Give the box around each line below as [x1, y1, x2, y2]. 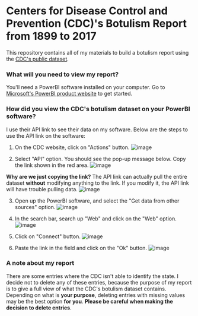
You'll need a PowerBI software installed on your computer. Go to [6, 84, 165, 91]
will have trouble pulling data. [6, 185, 78, 192]
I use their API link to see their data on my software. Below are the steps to [6, 126, 189, 133]
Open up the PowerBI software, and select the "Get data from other [14, 197, 180, 204]
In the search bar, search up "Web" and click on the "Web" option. [14, 215, 177, 222]
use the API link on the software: [6, 132, 86, 139]
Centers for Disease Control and [6, 4, 168, 18]
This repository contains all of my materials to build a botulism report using [6, 49, 189, 56]
